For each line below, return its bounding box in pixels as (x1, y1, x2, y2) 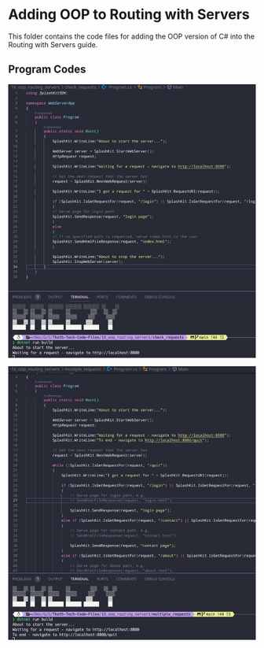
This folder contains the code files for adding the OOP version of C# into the (8, 31, 255, 41)
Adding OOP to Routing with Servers (8, 6, 250, 24)
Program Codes (8, 63, 86, 76)
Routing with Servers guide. (8, 39, 98, 49)
